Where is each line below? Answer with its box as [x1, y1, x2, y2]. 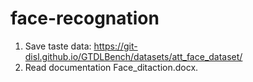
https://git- [93, 40, 138, 52]
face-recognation [10, 7, 160, 30]
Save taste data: [24, 40, 92, 52]
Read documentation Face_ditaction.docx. [24, 61, 199, 73]
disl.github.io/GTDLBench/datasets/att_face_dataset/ [24, 50, 243, 62]
